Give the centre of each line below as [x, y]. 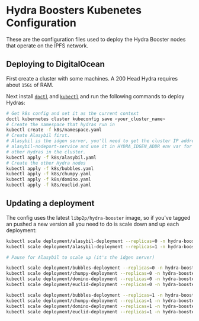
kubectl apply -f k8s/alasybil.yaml [51, 158]
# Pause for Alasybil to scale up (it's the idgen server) [81, 257]
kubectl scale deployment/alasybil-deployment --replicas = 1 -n [86, 246]
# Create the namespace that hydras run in [61, 124]
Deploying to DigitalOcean [56, 64]
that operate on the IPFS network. [47, 46]
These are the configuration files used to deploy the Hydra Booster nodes [96, 39]
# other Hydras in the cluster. [46, 152]
